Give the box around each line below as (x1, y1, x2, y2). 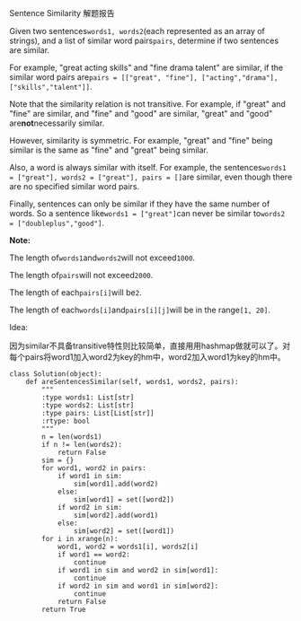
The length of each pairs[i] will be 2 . (9, 287, 142, 298)
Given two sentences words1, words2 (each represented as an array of (9, 26, 265, 36)
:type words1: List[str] (41, 393, 135, 402)
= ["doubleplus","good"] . (9, 218, 105, 228)
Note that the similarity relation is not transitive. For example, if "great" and (9, 99, 286, 109)
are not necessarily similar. (9, 118, 105, 128)
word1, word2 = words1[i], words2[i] (57, 542, 199, 551)
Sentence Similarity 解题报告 (9, 8, 115, 18)
